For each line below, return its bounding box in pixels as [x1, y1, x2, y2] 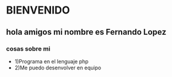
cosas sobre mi [6, 45, 51, 53]
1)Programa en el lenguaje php [14, 58, 89, 65]
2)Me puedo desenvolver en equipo [14, 64, 102, 71]
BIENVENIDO [6, 4, 70, 17]
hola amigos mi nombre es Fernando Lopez [6, 27, 167, 37]
